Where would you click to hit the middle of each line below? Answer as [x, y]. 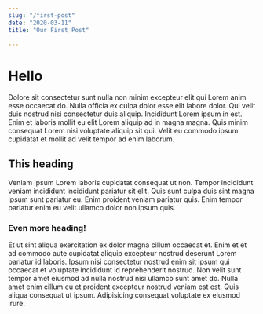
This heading [41, 164]
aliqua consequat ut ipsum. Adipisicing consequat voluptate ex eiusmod [124, 295]
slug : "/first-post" [42, 15]
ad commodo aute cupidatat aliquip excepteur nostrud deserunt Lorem [122, 254]
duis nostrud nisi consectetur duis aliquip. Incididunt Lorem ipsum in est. [125, 114]
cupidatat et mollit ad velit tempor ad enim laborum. [91, 139]
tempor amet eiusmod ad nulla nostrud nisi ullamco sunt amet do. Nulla [123, 279]
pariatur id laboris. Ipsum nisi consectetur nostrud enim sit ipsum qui [119, 262]
